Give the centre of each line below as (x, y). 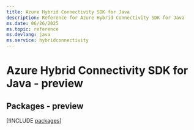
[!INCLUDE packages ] (34, 121)
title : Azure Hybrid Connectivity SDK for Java (68, 12)
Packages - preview (45, 106)
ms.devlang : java (28, 35)
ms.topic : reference (33, 29)
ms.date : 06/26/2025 (33, 23)
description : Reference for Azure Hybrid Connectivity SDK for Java (95, 18)
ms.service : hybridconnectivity (47, 40)
